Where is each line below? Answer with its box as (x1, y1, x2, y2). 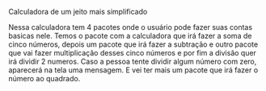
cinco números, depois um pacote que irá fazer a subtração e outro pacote (8, 39, 259, 49)
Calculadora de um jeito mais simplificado (8, 7, 148, 16)
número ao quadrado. (8, 74, 81, 83)
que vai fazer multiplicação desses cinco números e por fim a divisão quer (8, 48, 257, 57)
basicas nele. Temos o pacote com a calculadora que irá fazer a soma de (8, 31, 252, 40)
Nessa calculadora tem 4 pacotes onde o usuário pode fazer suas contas (8, 23, 253, 31)
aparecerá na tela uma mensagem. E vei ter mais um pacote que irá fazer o (8, 65, 259, 75)
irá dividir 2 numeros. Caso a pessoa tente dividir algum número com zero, (8, 56, 257, 66)
